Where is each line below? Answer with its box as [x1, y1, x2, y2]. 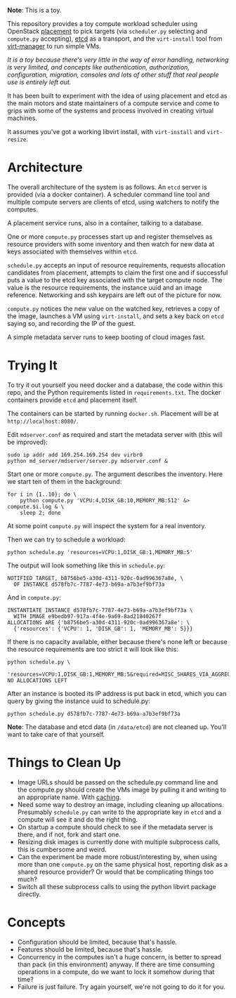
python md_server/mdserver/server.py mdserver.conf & [7, 457, 169, 464]
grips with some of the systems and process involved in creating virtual [7, 107, 214, 114]
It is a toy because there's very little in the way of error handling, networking [7, 55, 229, 64]
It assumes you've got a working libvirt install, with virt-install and [7, 128, 206, 136]
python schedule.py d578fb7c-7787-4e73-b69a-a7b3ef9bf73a [7, 710, 181, 717]
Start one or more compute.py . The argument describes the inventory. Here [7, 470, 223, 478]
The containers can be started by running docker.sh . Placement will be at [7, 409, 219, 417]
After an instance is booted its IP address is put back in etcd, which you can [7, 689, 227, 697]
